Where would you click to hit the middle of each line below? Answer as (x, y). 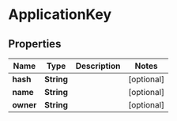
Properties (35, 44)
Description (98, 66)
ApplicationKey (60, 15)
